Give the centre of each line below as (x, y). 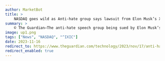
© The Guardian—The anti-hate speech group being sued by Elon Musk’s (88, 28)
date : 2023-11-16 (23, 42)
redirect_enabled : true (29, 51)
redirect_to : (18, 46)
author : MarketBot (24, 10)
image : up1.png (21, 32)
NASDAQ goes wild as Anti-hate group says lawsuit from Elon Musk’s (85, 19)
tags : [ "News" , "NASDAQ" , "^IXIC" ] (41, 37)
